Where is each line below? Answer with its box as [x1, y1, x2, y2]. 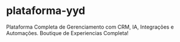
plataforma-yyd [6, 4, 86, 17]
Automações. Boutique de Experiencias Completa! [6, 29, 129, 36]
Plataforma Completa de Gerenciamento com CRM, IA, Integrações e [6, 23, 174, 30]
